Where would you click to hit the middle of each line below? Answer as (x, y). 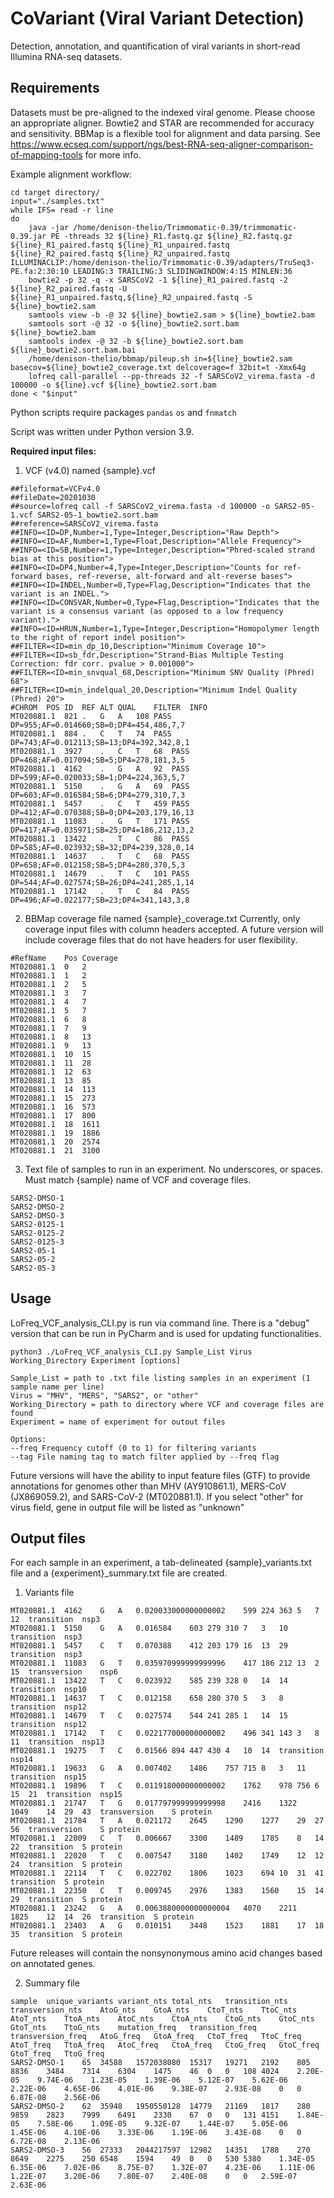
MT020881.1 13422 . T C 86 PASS (100, 838)
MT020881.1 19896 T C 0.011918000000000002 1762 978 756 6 (165, 1786)
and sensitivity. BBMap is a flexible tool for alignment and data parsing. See (165, 133)
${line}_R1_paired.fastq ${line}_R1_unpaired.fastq (120, 245)
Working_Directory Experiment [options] (96, 1360)
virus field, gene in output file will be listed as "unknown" (127, 1507)
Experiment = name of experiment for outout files (118, 1422)
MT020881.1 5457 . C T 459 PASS (100, 803)
